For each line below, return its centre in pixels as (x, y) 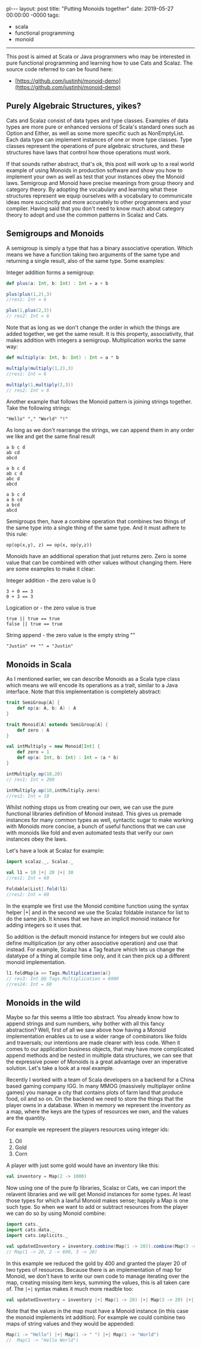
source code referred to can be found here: (60, 69)
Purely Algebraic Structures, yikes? (74, 106)
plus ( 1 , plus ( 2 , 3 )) (29, 311)
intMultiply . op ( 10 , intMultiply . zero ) (53, 790)
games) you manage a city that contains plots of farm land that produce (95, 1093)
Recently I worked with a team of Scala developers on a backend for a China (100, 1080)
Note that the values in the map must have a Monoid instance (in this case (97, 1311)
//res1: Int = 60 (28, 878)
